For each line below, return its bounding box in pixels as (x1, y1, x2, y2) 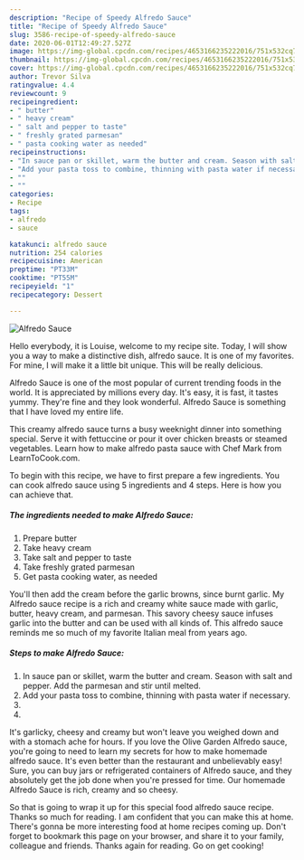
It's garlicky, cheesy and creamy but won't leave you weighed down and (9, 726, 279, 737)
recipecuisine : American (9, 257, 103, 266)
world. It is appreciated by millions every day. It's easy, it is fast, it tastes (9, 386, 279, 398)
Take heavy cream (22, 542, 92, 553)
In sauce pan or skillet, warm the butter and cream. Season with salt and (22, 670, 292, 681)
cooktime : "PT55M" (9, 273, 79, 283)
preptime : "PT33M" (9, 265, 79, 274)
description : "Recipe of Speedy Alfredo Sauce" (9, 13, 193, 23)
